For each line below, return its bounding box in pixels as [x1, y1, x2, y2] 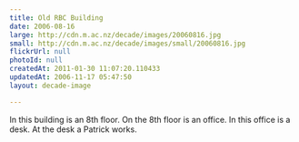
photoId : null [9, 56, 64, 65]
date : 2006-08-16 [9, 22, 75, 31]
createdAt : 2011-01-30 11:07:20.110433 [9, 65, 161, 74]
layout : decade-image [9, 81, 92, 90]
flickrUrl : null [9, 47, 71, 56]
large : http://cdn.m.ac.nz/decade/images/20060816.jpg [9, 30, 222, 39]
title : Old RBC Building [9, 13, 104, 23]
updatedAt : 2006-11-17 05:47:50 [9, 73, 132, 82]
